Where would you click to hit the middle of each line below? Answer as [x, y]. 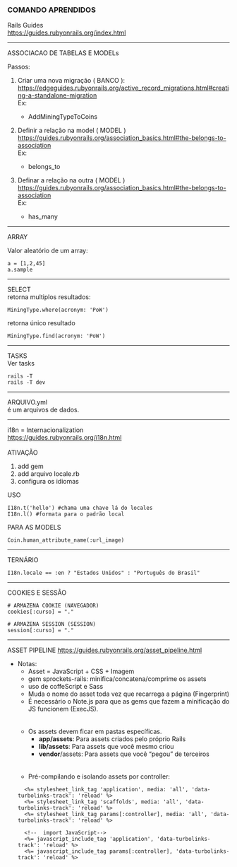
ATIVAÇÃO [23, 453]
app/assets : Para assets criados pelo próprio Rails [112, 739]
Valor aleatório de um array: [48, 251]
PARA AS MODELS [34, 528]
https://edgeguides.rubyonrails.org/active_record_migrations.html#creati [123, 88]
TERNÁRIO [23, 560]
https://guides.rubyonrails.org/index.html [67, 33]
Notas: [27, 664]
